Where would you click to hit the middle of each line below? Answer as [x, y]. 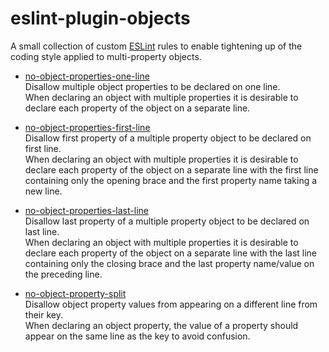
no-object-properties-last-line [86, 210]
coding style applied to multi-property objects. [106, 56]
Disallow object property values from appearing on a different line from [171, 304]
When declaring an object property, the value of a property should [161, 325]
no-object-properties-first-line [87, 127]
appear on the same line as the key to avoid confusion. [137, 336]
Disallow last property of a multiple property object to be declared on [167, 221]
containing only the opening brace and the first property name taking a [171, 180]
